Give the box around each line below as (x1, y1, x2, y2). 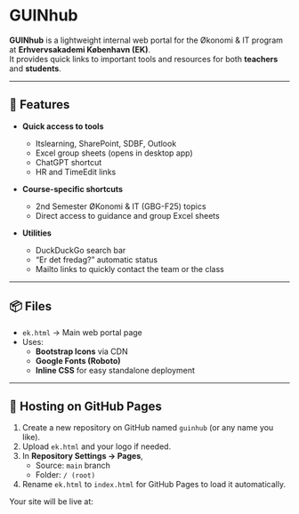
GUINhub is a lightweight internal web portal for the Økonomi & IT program (9, 35, 283, 45)
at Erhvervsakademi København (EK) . (9, 44, 151, 54)
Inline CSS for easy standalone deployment (35, 365, 196, 375)
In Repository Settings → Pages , (21, 451, 144, 462)
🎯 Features (9, 97, 70, 112)
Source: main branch (35, 460, 111, 471)
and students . (9, 63, 62, 74)
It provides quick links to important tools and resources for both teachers (9, 53, 279, 64)
